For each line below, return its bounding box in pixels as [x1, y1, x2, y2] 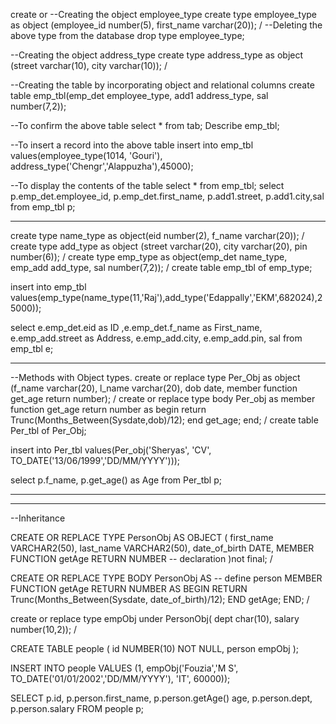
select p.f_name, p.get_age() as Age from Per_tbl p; [10, 474, 222, 486]
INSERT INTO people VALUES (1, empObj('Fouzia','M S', [10, 662, 239, 674]
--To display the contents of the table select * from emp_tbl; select [10, 180, 285, 191]
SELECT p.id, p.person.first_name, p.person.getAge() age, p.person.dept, [10, 692, 313, 704]
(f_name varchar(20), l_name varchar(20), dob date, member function [10, 382, 298, 394]
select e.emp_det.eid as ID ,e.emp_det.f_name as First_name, [10, 322, 263, 333]
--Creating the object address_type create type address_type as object [10, 49, 304, 61]
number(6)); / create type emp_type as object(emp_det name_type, [10, 251, 288, 263]
